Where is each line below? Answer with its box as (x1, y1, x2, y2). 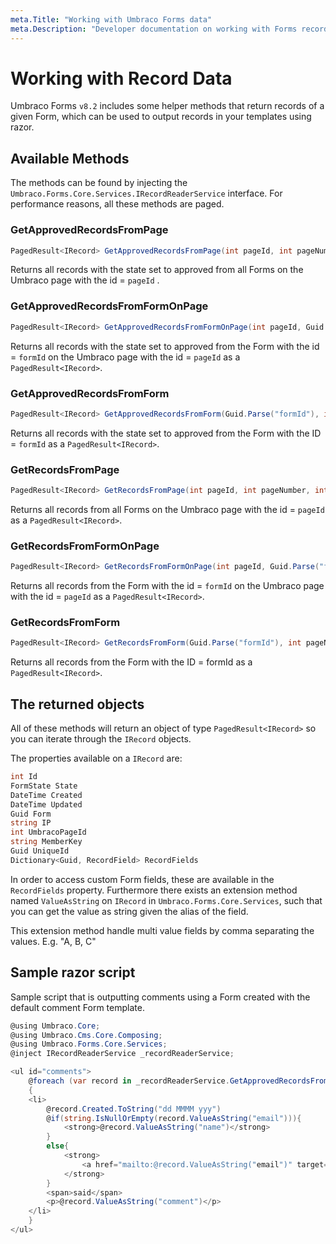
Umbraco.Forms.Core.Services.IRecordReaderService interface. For (10, 187, 283, 200)
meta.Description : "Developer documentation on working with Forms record (10, 24, 329, 34)
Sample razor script (10, 964, 136, 981)
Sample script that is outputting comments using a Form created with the (10, 991, 311, 1003)
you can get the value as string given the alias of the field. (10, 905, 249, 917)
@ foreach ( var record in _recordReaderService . (28, 1076, 230, 1086)
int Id (10, 772, 38, 782)
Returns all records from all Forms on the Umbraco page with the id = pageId (10, 503, 325, 515)
